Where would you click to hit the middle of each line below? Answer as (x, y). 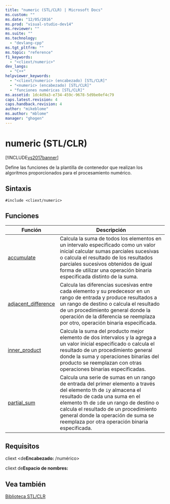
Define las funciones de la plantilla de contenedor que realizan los (74, 167)
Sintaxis (18, 189)
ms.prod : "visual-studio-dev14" (39, 24)
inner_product (25, 350)
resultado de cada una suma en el (100, 397)
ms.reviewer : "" (22, 29)
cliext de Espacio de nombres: (37, 468)
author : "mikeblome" (27, 109)
